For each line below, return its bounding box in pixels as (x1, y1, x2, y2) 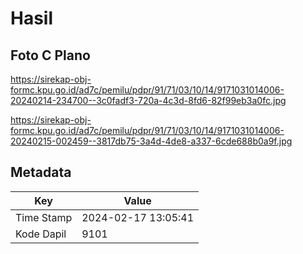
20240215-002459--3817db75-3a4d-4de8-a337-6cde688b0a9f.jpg (10, 135, 293, 147)
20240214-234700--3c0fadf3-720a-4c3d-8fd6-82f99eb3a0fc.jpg (10, 95, 287, 106)
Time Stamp (15, 210, 73, 224)
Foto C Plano (10, 47, 91, 64)
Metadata (10, 164, 72, 181)
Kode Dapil (15, 227, 67, 241)
